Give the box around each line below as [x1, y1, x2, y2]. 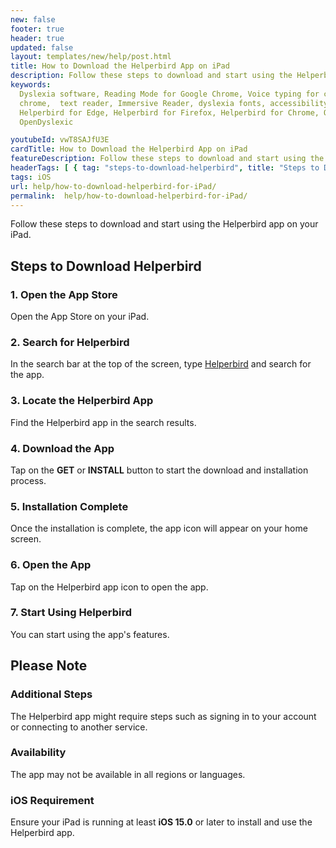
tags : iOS [10, 172, 52, 182]
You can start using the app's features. [10, 628, 170, 640]
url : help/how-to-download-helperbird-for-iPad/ [10, 181, 217, 191]
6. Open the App [10, 558, 92, 572]
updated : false [10, 42, 74, 53]
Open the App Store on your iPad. [10, 311, 150, 323]
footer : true [10, 24, 65, 34]
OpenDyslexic [19, 117, 74, 127]
